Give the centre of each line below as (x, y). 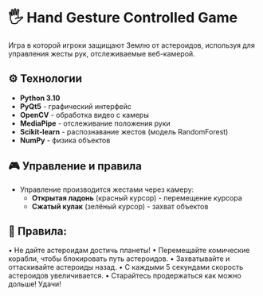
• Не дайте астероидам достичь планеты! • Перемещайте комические (129, 251)
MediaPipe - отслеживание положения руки (95, 123)
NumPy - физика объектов (65, 140)
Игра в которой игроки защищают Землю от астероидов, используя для (131, 45)
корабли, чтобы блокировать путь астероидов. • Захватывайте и (119, 259)
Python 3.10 (40, 98)
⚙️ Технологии (45, 79)
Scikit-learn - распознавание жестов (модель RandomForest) (124, 131)
